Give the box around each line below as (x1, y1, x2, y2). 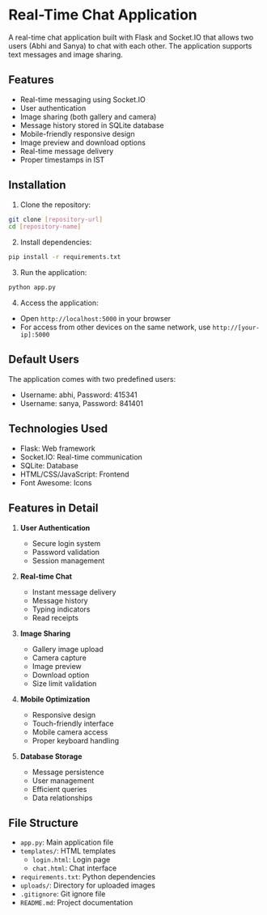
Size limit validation (32, 678, 97, 688)
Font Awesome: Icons (19, 477, 92, 487)
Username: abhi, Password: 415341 (19, 390, 138, 400)
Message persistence (32, 767, 104, 777)
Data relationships (32, 793, 93, 803)
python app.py (8, 283, 57, 292)
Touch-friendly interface (32, 718, 114, 728)
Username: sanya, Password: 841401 (19, 398, 144, 408)
